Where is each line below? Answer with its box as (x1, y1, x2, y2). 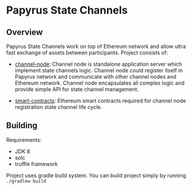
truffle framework (14, 160, 58, 168)
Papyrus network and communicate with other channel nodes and (14, 73, 177, 80)
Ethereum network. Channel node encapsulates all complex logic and (14, 79, 185, 86)
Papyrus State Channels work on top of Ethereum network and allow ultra (6, 43, 186, 50)
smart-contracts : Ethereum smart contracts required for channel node (14, 97, 186, 104)
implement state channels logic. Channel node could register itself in (14, 67, 183, 74)
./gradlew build (6, 178, 46, 184)
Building (6, 121, 37, 131)
